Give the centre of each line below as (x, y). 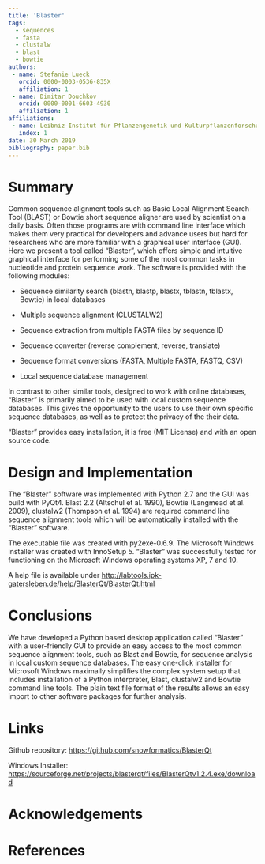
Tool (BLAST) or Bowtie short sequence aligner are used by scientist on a (127, 217)
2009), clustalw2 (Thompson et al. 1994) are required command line (119, 511)
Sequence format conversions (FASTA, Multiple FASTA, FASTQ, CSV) (131, 361)
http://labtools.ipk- (131, 575)
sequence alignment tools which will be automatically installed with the (123, 519)
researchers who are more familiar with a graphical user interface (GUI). (125, 243)
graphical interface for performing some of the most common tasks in (121, 259)
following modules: (39, 276)
